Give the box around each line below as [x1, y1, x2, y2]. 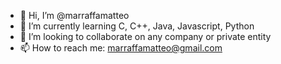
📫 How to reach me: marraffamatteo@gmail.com [19, 42, 223, 54]
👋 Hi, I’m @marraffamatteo [19, 10, 130, 21]
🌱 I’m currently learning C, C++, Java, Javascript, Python [19, 20, 255, 32]
